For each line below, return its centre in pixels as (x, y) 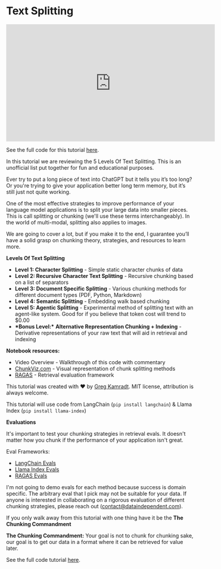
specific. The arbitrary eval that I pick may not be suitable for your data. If (97, 493)
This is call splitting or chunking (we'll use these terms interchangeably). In (98, 216)
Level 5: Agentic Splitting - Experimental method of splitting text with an (104, 307)
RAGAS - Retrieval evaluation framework (64, 375)
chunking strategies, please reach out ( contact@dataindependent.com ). (95, 506)
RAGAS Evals (31, 476)
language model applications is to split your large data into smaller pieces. (97, 210)
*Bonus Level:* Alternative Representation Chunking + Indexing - (98, 326)
